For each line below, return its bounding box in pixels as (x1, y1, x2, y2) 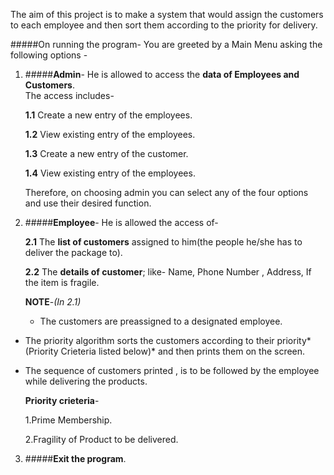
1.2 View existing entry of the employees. (24, 129, 196, 140)
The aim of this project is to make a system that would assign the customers (10, 9, 324, 20)
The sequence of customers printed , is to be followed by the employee (24, 365, 320, 376)
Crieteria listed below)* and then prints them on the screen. (60, 345, 306, 357)
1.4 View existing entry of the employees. (24, 167, 196, 179)
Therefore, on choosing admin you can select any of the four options (24, 187, 309, 198)
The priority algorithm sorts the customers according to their (24, 335, 275, 346)
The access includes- (24, 90, 115, 101)
